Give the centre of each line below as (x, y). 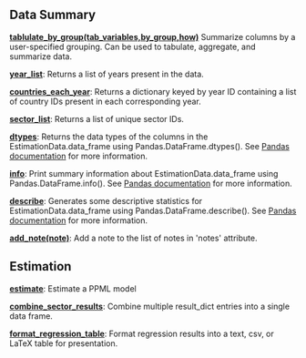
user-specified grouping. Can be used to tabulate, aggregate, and (133, 46)
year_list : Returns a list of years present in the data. (107, 74)
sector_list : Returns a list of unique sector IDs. (97, 118)
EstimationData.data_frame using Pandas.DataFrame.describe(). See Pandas (153, 210)
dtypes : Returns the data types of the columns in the (109, 137)
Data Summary (53, 15)
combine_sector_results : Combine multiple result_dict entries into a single (149, 306)
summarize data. (41, 56)
